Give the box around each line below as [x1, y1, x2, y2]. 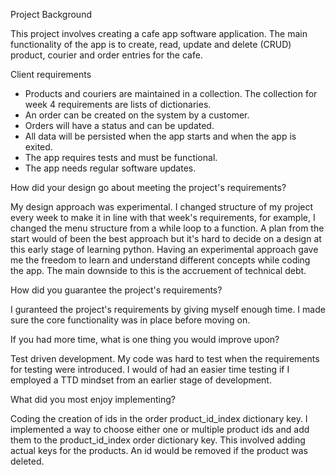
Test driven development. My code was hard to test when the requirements [10, 353, 320, 364]
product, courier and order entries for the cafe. [10, 49, 203, 61]
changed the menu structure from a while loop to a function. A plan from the [10, 222, 325, 234]
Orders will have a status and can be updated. [24, 120, 215, 131]
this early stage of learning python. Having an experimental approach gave [10, 244, 319, 255]
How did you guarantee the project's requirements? [10, 284, 223, 296]
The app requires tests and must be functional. [24, 152, 218, 163]
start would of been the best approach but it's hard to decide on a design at [10, 233, 322, 244]
